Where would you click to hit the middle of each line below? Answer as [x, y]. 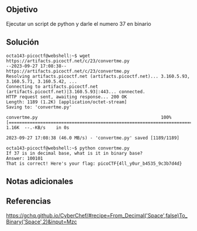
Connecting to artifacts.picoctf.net [52, 86]
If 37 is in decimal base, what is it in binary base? [74, 153]
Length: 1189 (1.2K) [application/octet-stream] [67, 102]
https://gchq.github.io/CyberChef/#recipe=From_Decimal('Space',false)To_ [97, 215]
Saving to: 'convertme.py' [39, 107]
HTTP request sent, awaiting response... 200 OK [67, 97]
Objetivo [22, 10]
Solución [23, 43]
